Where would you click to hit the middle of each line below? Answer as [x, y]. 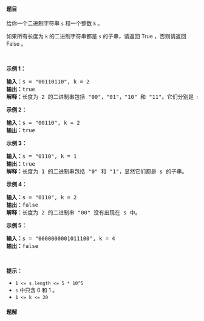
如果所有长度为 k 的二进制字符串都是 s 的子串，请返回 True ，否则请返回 [96, 37]
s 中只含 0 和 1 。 [36, 290]
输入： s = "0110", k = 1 [42, 157]
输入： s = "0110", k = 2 [42, 198]
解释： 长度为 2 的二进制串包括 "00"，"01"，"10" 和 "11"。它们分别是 [100, 97]
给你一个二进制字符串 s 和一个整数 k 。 [55, 23]
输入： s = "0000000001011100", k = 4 [61, 239]
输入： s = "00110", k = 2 [43, 123]
